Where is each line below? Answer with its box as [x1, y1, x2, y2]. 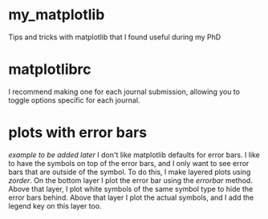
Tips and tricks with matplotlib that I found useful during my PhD [8, 32, 221, 42]
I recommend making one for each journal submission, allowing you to [8, 87, 241, 96]
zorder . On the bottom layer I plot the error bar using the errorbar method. [8, 175, 253, 185]
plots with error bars [8, 124, 148, 142]
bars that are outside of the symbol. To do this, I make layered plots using [8, 167, 251, 176]
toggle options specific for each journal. [8, 95, 140, 105]
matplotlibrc [8, 60, 91, 79]
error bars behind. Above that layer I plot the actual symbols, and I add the [8, 193, 254, 202]
